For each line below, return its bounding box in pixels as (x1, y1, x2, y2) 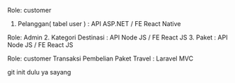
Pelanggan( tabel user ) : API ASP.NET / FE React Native (17, 20, 181, 27)
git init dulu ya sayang (7, 68, 71, 76)
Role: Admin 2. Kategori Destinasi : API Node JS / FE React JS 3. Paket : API (7, 33, 228, 41)
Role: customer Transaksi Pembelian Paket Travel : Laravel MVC (7, 54, 193, 63)
